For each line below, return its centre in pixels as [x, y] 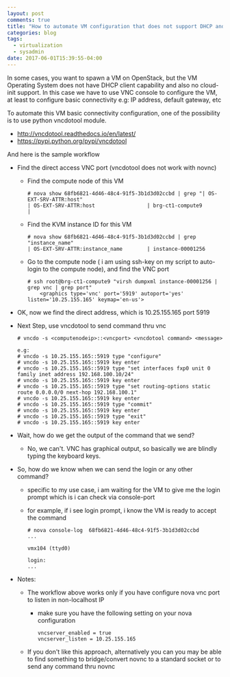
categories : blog [32, 33]
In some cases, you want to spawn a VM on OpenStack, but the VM [102, 78]
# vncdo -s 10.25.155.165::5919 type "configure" [89, 356]
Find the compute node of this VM [75, 181]
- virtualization [38, 45]
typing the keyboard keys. [64, 456]
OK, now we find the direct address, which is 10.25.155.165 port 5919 [113, 312]
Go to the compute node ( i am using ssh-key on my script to [113, 261]
